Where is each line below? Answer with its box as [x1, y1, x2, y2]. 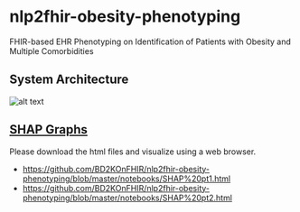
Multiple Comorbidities [9, 45, 94, 56]
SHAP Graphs [9, 122, 88, 137]
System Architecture [9, 72, 129, 88]
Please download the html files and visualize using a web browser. [9, 146, 257, 157]
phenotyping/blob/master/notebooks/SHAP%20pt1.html [22, 173, 231, 184]
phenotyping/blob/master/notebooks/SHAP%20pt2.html [22, 192, 233, 203]
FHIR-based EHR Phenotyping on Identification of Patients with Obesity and [9, 36, 292, 47]
